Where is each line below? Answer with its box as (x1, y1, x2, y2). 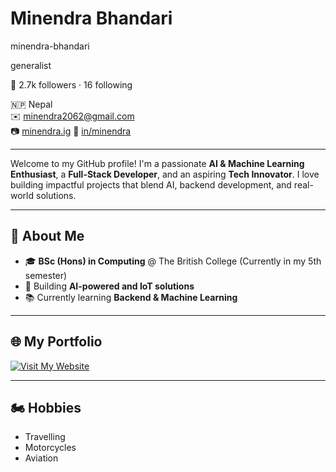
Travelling (24, 431, 66, 443)
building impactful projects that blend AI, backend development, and (10, 178, 292, 191)
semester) (24, 269, 68, 281)
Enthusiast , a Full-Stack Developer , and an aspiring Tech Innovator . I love (10, 168, 320, 180)
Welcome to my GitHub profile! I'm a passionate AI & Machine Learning (10, 157, 305, 169)
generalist (10, 59, 52, 71)
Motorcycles (24, 442, 77, 454)
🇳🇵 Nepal (10, 98, 53, 110)
